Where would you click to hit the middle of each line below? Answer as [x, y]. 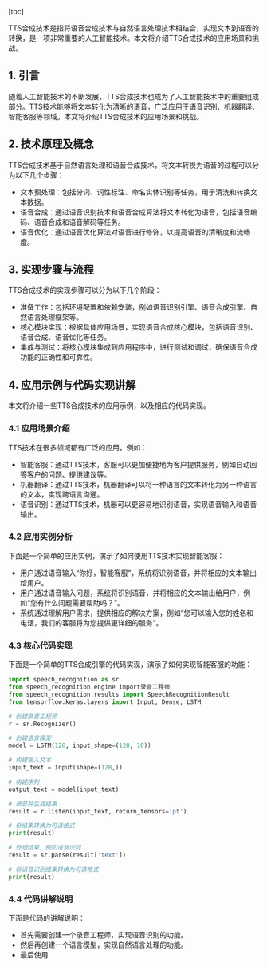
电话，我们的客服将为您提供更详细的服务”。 [91, 622]
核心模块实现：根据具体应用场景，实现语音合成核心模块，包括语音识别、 [138, 327]
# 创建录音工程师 [33, 716]
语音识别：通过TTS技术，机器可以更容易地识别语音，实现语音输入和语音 [138, 504]
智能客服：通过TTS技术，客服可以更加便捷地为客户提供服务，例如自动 [135, 464]
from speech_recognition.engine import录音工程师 [89, 687]
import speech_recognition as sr [64, 680]
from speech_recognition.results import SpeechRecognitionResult [119, 694]
